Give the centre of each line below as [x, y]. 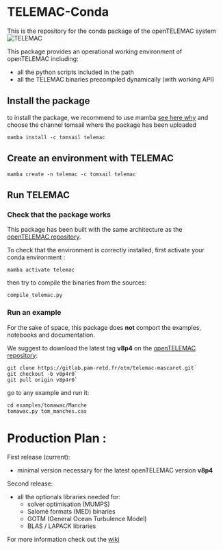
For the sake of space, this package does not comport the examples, [104, 327]
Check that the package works [59, 215]
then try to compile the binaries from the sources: [77, 283]
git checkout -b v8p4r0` [42, 374]
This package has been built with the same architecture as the [95, 230]
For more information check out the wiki [63, 540]
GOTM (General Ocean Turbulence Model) [87, 519]
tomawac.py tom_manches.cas [47, 411]
